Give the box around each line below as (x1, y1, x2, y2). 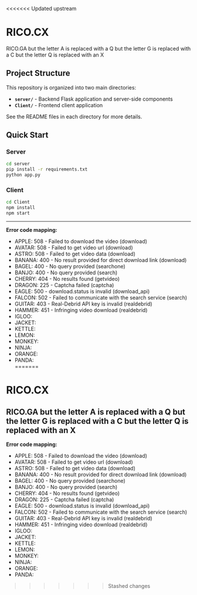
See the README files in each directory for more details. (6, 113, 142, 120)
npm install (6, 205, 35, 211)
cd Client (6, 200, 30, 205)
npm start (6, 210, 30, 217)
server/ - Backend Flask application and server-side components (14, 95, 173, 102)
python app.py (6, 172, 41, 178)
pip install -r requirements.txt (6, 167, 88, 172)
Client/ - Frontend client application (14, 101, 103, 108)
